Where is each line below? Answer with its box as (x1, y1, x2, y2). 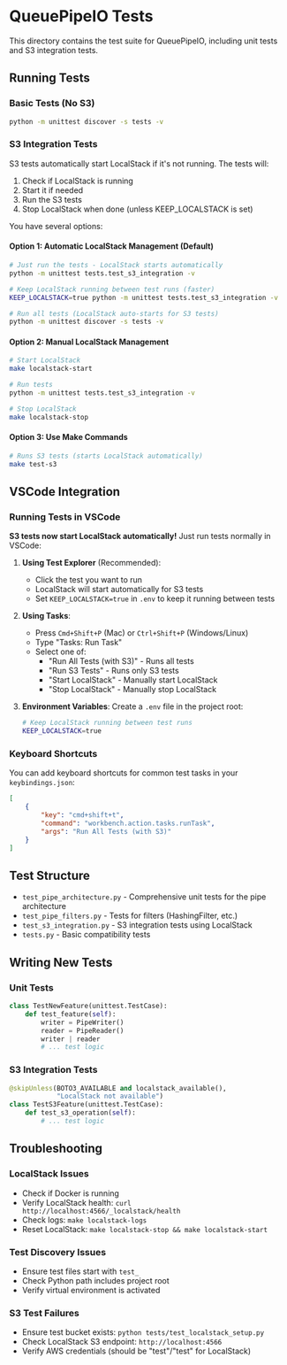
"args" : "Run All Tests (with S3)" (41, 827, 172, 836)
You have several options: (9, 220, 103, 231)
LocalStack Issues (9, 1168, 90, 1180)
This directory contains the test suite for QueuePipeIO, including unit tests (9, 35, 278, 46)
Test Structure (9, 868, 91, 883)
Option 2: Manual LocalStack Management (9, 336, 170, 347)
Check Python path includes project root (21, 1275, 170, 1285)
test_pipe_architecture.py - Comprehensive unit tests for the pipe (21, 891, 267, 902)
